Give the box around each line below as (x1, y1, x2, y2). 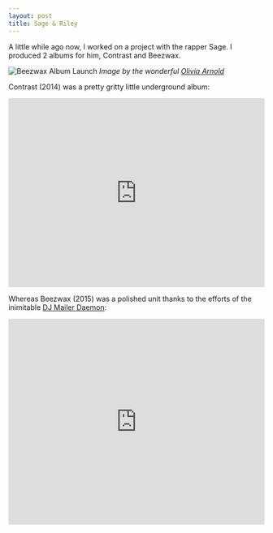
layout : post (8, 11, 53, 20)
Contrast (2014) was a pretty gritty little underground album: (8, 82, 210, 92)
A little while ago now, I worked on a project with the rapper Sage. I (8, 41, 233, 51)
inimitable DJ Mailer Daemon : (8, 302, 107, 312)
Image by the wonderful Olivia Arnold (98, 66, 225, 75)
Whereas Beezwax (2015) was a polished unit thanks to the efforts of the (8, 294, 252, 303)
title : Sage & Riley (8, 19, 79, 28)
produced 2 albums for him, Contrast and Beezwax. (8, 50, 181, 60)
